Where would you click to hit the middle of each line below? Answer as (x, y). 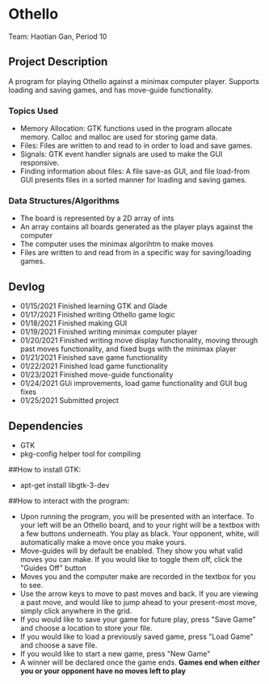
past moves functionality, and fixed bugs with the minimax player (128, 349)
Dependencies (46, 426)
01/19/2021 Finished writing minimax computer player (109, 332)
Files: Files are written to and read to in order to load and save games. (136, 145)
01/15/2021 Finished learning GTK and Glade (94, 306)
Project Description (58, 62)
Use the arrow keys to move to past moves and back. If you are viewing (139, 594)
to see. (32, 585)
